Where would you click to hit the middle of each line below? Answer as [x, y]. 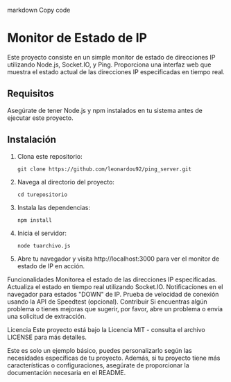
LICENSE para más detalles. [47, 337]
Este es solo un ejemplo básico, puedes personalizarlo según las [100, 350]
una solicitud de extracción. [47, 316]
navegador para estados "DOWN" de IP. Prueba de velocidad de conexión [113, 294]
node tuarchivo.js [44, 245]
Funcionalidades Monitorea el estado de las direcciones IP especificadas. [112, 279]
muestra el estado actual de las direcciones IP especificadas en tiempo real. [116, 71]
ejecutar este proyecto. [41, 118]
